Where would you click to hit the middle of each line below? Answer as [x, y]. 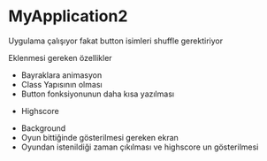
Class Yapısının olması [61, 84]
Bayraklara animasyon [61, 75]
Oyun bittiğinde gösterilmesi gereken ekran [99, 137]
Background [43, 128]
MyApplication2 [68, 16]
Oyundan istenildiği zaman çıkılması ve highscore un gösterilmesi [140, 147]
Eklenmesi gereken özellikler [60, 57]
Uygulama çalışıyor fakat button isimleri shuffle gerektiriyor [115, 41]
